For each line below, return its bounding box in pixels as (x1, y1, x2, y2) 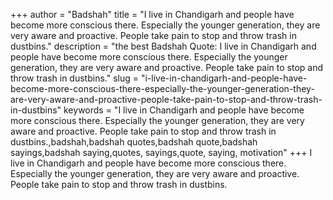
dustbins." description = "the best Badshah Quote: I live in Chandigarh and (10, 40, 317, 52)
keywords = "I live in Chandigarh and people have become (63, 104, 305, 116)
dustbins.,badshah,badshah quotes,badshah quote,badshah (10, 136, 258, 148)
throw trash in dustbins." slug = (10, 72, 139, 84)
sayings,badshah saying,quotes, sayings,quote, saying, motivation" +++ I (10, 147, 313, 158)
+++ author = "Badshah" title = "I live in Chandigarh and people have (10, 9, 295, 20)
